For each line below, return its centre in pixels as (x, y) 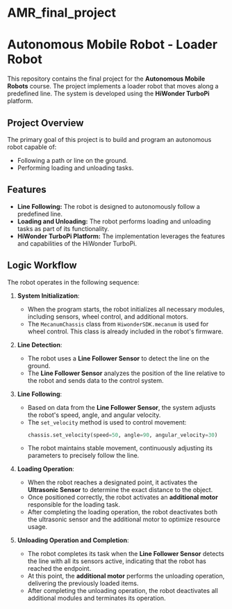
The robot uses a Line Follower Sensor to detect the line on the (118, 358)
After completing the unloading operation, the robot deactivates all (123, 591)
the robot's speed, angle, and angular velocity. (94, 415)
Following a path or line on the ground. (73, 160)
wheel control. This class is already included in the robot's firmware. (125, 331)
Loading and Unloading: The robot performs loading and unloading (114, 221)
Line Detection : (40, 345)
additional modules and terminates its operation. (97, 598)
